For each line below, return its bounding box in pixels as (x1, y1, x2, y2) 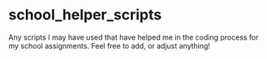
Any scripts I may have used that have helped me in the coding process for (8, 32, 259, 42)
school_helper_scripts (8, 6, 162, 24)
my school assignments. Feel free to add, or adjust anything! (8, 40, 211, 50)
